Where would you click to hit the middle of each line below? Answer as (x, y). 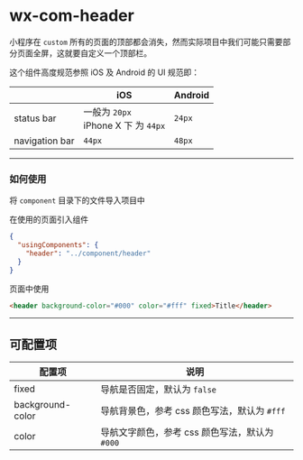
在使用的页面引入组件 (49, 220)
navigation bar (44, 141)
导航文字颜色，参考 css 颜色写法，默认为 (187, 432)
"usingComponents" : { (58, 245)
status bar (35, 118)
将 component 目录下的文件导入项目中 (78, 200)
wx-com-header (72, 16)
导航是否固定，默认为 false (159, 390)
